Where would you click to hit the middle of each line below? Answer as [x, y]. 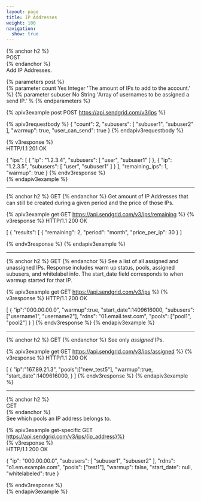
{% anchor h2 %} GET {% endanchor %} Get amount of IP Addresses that [97, 197]
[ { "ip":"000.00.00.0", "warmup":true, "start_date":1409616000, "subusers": [100, 310]
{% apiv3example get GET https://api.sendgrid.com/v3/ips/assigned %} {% [99, 352]
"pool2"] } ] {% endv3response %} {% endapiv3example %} [80, 323]
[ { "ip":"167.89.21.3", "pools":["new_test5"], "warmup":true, [80, 370]
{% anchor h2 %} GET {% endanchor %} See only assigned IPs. [85, 340]
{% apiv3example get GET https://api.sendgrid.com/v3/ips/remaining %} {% [100, 215]
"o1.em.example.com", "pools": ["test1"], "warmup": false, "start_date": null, [99, 467]
